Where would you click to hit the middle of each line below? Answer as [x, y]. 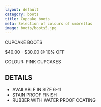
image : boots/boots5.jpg [31, 28]
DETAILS [19, 77]
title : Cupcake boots [28, 19]
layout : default [22, 10]
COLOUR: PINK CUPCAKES [33, 62]
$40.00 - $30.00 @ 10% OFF [35, 52]
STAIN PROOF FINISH [35, 95]
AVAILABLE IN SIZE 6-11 [37, 89]
